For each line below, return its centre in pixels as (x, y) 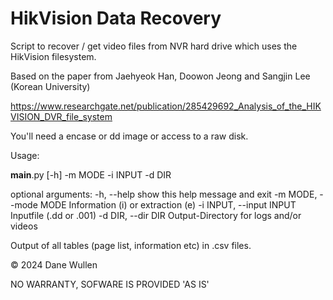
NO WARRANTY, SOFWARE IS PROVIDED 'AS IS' (110, 284)
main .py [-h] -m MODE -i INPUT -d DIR (91, 174)
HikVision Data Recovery (116, 18)
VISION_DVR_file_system (61, 116)
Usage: (25, 155)
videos (24, 226)
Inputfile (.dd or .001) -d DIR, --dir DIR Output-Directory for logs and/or (156, 215)
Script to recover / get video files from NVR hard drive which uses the (154, 46)
